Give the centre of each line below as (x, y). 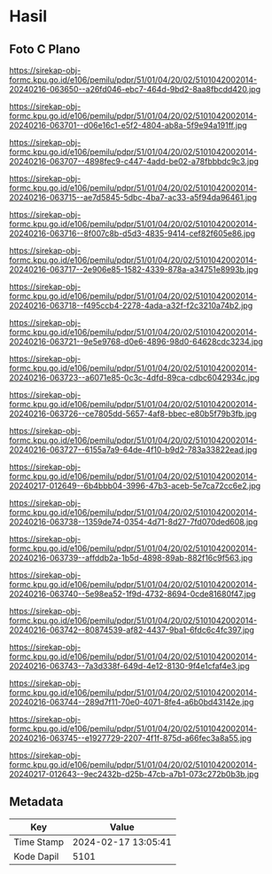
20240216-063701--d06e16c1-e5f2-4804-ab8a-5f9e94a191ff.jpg (128, 125)
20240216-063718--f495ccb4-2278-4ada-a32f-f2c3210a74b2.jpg (131, 305)
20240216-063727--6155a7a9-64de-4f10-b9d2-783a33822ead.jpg (133, 449)
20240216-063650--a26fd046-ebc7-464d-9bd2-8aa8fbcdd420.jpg (135, 89)
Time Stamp (39, 842)
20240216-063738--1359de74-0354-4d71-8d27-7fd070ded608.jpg (134, 522)
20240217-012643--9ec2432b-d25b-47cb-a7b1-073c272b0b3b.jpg (134, 774)
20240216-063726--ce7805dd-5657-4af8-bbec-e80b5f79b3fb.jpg (133, 413)
